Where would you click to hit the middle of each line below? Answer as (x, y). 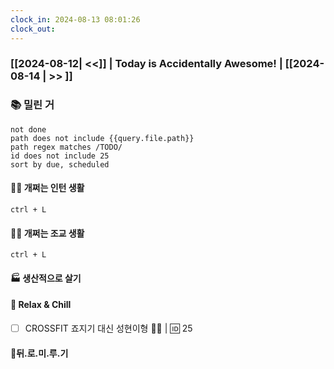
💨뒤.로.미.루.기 (39, 353)
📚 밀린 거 (32, 105)
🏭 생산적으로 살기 (46, 278)
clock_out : (33, 29)
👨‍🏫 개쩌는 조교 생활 (47, 233)
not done (28, 129)
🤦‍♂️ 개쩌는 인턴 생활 (47, 188)
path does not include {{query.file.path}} (102, 138)
